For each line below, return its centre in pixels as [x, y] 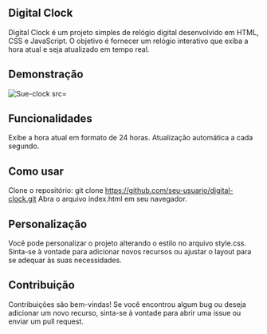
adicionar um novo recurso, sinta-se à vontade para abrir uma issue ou [125, 312]
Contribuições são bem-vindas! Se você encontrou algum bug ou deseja [128, 304]
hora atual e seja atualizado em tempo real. [79, 49]
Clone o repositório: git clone [56, 191]
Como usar [36, 171]
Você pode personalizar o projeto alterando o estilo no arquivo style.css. [128, 243]
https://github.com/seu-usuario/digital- [169, 191]
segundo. [24, 146]
